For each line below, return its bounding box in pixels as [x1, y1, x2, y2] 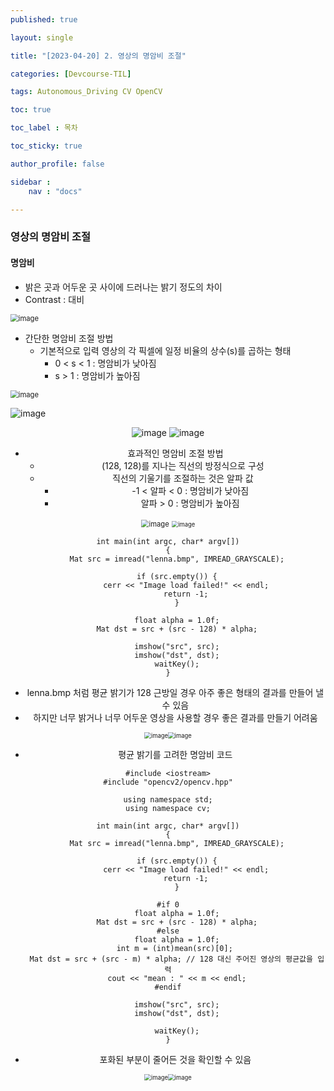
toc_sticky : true [10, 141, 83, 151]
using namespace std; [123, 794, 213, 805]
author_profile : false [10, 159, 105, 169]
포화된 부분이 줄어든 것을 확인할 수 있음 [99, 1053, 252, 1065]
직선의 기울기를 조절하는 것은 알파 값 [111, 472, 254, 484]
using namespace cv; [124, 803, 212, 813]
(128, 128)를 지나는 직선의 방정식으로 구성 [101, 459, 265, 471]
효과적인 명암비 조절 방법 [127, 447, 224, 459]
